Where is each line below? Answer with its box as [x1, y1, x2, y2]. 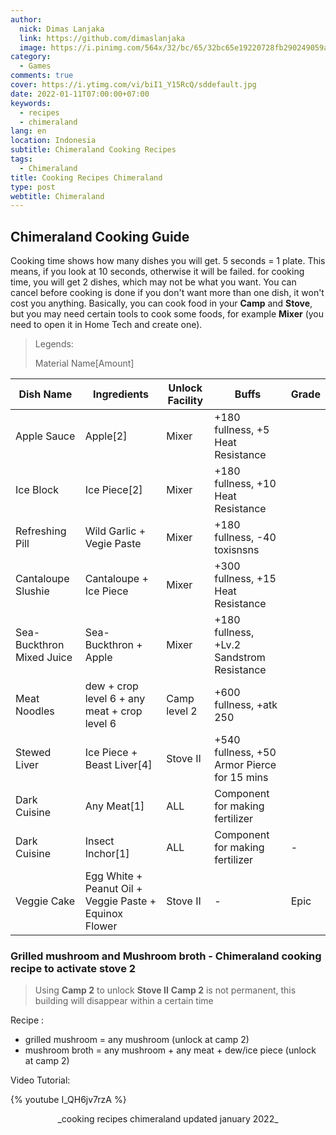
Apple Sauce [15, 429, 76, 443]
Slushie [15, 584, 50, 598]
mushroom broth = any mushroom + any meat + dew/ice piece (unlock [24, 1044, 317, 1056]
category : [10, 52, 52, 62]
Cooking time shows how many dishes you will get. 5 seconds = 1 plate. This [10, 255, 326, 267]
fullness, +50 [214, 746, 277, 760]
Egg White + [84, 869, 143, 883]
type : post [10, 182, 56, 192]
